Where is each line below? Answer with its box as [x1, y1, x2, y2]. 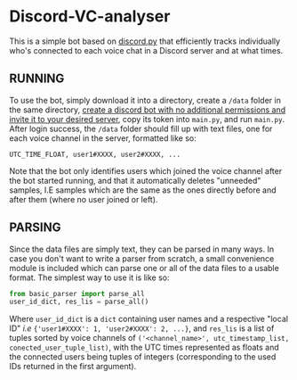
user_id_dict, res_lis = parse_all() [9, 297, 149, 307]
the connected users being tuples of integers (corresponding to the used [9, 351, 277, 362]
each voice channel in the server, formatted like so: [9, 132, 197, 144]
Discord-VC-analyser [9, 6, 171, 27]
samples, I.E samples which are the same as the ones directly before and [9, 185, 277, 195]
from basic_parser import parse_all [9, 289, 145, 298]
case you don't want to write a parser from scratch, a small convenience [9, 252, 275, 264]
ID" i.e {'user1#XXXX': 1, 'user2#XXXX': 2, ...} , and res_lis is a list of [9, 323, 275, 334]
